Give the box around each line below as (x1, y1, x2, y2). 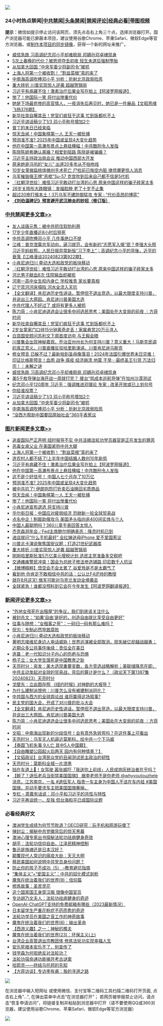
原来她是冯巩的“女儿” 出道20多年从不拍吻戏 (12, 161, 99, 167)
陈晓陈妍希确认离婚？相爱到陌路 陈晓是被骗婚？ (12, 149, 107, 155)
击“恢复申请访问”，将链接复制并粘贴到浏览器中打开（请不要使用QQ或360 (5, 1000, 151, 1006)
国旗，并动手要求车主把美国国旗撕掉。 (12, 785, 89, 791)
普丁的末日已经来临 (12, 125, 51, 131)
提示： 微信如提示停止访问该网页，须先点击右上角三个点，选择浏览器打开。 (5, 29, 154, 35)
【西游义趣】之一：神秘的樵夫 (12, 926, 72, 932)
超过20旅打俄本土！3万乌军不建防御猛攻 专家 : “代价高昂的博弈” (12, 192, 139, 198)
